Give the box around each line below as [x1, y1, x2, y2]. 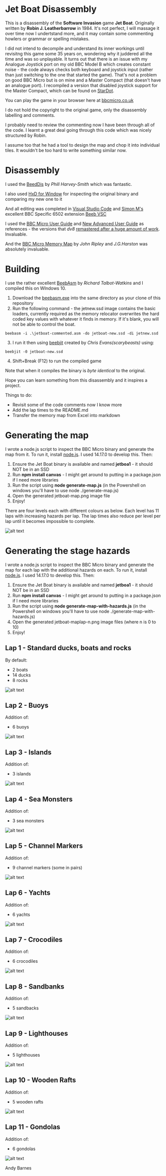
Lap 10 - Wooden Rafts [5, 1076, 76, 1085]
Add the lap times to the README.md [12, 407, 88, 413]
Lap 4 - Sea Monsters [5, 795, 73, 803]
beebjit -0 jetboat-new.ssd [5, 349, 63, 354]
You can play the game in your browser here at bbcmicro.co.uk [5, 97, 134, 103]
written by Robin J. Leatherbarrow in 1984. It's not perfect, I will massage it [5, 25, 160, 31]
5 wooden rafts [12, 1098, 44, 1104]
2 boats [12, 667, 28, 672]
